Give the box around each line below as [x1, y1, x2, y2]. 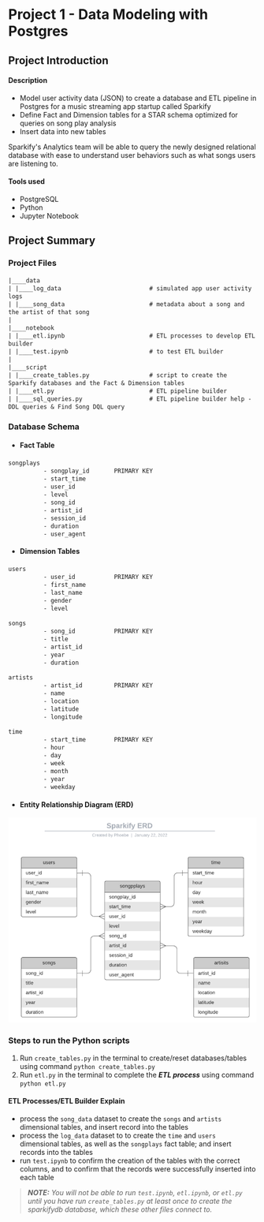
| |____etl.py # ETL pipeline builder [8, 387, 227, 395]
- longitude [43, 713, 83, 721]
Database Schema [8, 420, 80, 432]
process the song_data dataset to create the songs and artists [19, 1114, 222, 1123]
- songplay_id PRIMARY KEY [43, 467, 154, 475]
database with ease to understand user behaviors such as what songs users [8, 150, 256, 159]
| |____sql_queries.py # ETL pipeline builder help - [8, 394, 252, 403]
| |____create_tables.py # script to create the [8, 371, 227, 379]
